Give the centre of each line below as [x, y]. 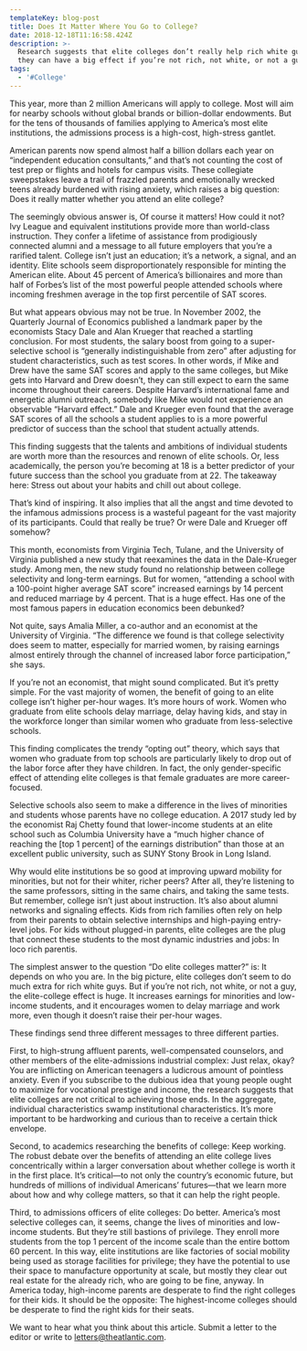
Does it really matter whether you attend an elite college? [117, 198]
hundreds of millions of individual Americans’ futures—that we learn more [148, 1185]
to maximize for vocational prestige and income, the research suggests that [152, 1090]
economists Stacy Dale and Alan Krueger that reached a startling [132, 331]
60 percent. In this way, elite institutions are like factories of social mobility [150, 1251]
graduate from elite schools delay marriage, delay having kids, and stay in [148, 711]
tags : [20, 69]
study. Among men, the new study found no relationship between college [147, 569]
